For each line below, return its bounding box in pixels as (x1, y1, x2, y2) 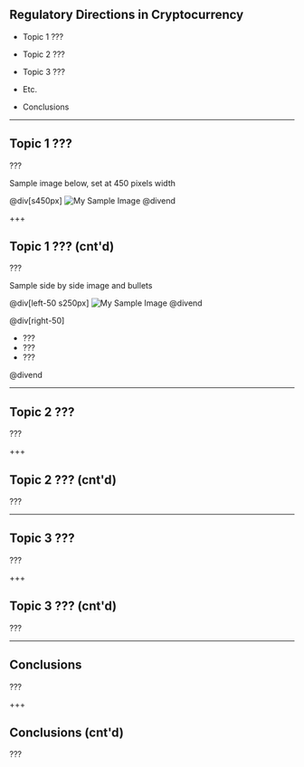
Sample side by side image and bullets (9, 280, 153, 291)
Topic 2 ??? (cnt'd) (9, 472, 118, 488)
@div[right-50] (9, 316, 65, 327)
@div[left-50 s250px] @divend (9, 298, 203, 308)
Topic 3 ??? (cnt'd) (9, 599, 118, 614)
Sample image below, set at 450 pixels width (9, 177, 176, 188)
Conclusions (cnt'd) (9, 724, 124, 740)
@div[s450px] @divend (9, 194, 176, 206)
